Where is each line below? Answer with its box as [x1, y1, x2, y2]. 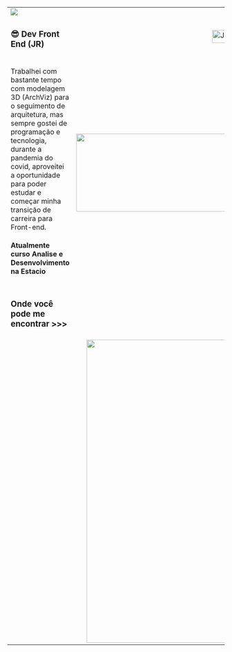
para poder [10, 179, 47, 188]
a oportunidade [10, 170, 61, 179]
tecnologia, [10, 135, 47, 145]
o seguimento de [10, 100, 66, 110]
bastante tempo [10, 75, 62, 85]
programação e [10, 127, 61, 136]
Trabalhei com [10, 66, 57, 76]
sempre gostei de [10, 118, 68, 127]
